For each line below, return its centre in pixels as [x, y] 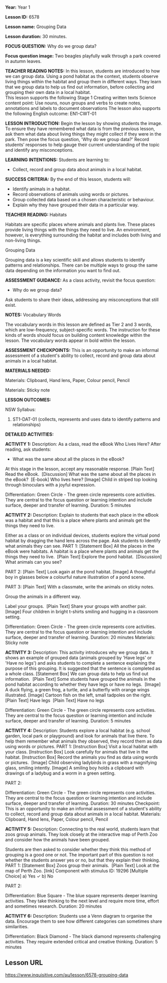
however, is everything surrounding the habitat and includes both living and [83, 235]
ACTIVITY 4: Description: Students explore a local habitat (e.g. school [78, 730]
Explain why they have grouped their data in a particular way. [75, 205]
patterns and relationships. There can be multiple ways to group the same [81, 265]
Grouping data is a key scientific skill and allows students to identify [75, 260]
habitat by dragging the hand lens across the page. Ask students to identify [83, 541]
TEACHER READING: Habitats [36, 215]
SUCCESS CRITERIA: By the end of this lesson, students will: [68, 179]
